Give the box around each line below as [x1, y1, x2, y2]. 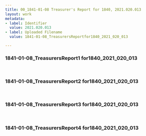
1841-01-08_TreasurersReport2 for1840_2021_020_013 [5, 78, 139, 85]
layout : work [5, 12, 32, 17]
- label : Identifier [5, 20, 48, 26]
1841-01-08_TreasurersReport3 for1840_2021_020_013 [5, 101, 139, 108]
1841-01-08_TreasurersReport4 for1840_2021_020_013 [5, 124, 139, 131]
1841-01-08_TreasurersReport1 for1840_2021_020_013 [5, 55, 138, 61]
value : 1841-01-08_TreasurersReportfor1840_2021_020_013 [9, 35, 128, 39]
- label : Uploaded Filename [5, 30, 63, 35]
